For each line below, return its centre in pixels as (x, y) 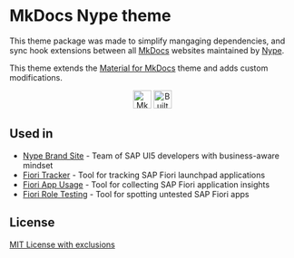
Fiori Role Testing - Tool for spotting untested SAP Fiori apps (136, 194)
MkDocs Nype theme (90, 16)
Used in (31, 134)
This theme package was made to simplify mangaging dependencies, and (147, 41)
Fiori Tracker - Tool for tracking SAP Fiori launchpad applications (144, 175)
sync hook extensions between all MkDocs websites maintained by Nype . (147, 50)
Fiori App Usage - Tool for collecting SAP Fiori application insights (146, 184)
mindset (38, 165)
